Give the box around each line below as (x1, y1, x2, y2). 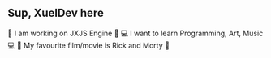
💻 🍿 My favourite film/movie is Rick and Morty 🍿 (7, 40, 170, 50)
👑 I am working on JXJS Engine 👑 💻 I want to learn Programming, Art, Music (7, 28, 264, 38)
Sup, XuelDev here (7, 6, 105, 20)
